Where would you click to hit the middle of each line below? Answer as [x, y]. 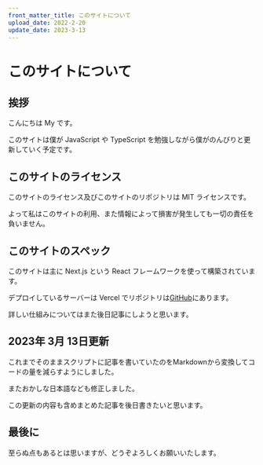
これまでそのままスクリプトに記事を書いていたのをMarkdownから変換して [128, 361]
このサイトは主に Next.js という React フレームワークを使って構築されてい [128, 271]
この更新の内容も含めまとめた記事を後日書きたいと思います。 [108, 405]
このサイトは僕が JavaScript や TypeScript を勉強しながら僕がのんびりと [126, 140]
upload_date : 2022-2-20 [47, 23]
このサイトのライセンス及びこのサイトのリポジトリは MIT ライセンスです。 [130, 197]
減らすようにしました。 [80, 372]
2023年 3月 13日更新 [59, 341]
